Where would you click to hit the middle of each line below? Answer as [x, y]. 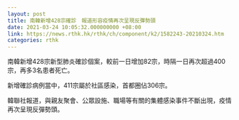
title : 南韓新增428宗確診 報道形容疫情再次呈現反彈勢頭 [82, 21]
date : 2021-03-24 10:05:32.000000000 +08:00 [74, 27]
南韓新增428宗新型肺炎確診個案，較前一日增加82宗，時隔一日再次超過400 [117, 62]
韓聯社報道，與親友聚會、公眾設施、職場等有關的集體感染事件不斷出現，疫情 [119, 101]
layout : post [27, 14]
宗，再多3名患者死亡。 [41, 70]
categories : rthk [33, 40]
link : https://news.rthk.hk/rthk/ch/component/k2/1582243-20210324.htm [116, 34]
